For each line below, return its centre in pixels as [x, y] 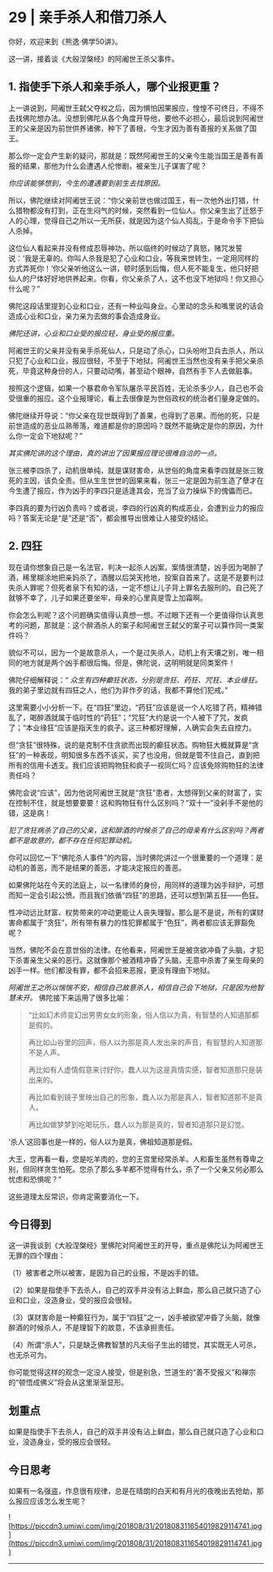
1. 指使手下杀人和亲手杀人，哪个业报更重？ [115, 87]
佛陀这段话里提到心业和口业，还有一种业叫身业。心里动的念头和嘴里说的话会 [136, 305]
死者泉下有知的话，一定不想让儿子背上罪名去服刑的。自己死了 [161, 587]
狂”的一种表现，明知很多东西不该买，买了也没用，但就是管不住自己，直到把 [134, 755]
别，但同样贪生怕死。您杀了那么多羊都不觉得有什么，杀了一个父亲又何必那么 [136, 1169]
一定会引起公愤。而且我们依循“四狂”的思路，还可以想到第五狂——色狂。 [143, 895]
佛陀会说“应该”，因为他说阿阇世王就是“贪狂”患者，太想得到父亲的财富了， [132, 792]
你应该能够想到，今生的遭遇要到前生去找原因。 [86, 183]
